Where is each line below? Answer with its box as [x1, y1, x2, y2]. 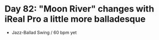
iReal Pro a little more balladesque [4, 13, 146, 25]
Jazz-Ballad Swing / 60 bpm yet [11, 29, 77, 35]
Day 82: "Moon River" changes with [4, 3, 155, 14]
